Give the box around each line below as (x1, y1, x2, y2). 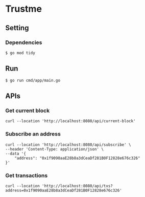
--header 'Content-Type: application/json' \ (5, 146, 104, 151)
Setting (5, 24, 29, 32)
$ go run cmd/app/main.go (5, 78, 60, 83)
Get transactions (5, 172, 48, 179)
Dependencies (5, 39, 42, 46)
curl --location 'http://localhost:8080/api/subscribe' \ (5, 142, 131, 147)
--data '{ (5, 151, 27, 156)
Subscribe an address (5, 130, 61, 138)
